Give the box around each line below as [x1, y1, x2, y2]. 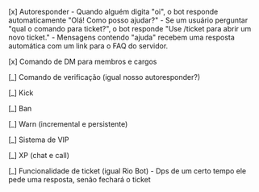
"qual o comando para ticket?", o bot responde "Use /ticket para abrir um [8, 24, 252, 33]
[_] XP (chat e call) [8, 151, 70, 160]
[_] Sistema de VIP [8, 135, 69, 144]
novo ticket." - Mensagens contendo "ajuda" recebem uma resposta [8, 32, 236, 42]
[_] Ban [8, 104, 32, 113]
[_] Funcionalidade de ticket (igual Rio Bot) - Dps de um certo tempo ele [8, 166, 247, 176]
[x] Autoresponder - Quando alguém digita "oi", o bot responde [8, 7, 219, 16]
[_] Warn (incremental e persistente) [8, 119, 128, 128]
